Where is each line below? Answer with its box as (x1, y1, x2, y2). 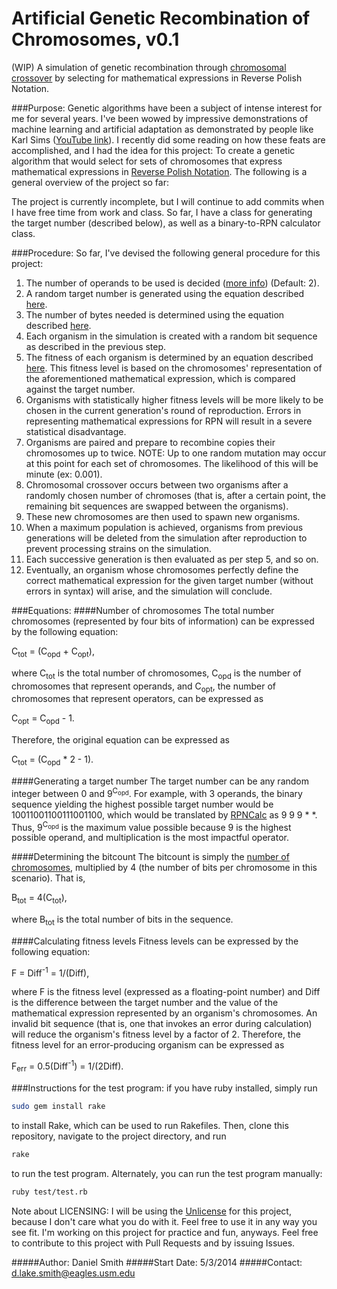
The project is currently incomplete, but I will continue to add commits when (11, 195, 325, 207)
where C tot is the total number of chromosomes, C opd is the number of (11, 667, 302, 681)
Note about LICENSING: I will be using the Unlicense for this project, (11, 1205, 292, 1217)
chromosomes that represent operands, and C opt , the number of (11, 680, 277, 694)
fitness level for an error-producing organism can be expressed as (11, 1039, 285, 1051)
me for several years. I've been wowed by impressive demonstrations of (11, 112, 309, 124)
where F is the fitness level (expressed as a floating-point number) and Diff (11, 986, 321, 998)
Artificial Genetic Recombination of (11, 7, 311, 30)
